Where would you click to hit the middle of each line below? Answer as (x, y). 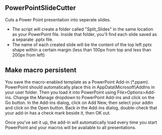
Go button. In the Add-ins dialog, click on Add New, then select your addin (79, 102)
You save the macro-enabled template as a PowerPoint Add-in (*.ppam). (77, 82)
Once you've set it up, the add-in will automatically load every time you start (81, 122)
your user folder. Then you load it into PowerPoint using (61, 92)
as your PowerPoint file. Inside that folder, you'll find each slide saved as (84, 34)
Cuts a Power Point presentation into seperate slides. (58, 19)
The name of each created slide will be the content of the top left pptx (82, 44)
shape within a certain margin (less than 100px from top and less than (81, 50)
